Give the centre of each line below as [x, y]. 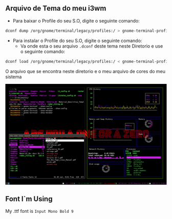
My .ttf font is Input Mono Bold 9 [39, 211]
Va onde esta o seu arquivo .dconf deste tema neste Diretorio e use [92, 46]
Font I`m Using [29, 199]
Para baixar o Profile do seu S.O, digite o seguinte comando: [76, 20]
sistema [14, 77]
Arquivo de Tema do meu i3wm [56, 8]
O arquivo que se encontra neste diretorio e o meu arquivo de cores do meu [85, 71]
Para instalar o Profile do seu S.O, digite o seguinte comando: [77, 40]
